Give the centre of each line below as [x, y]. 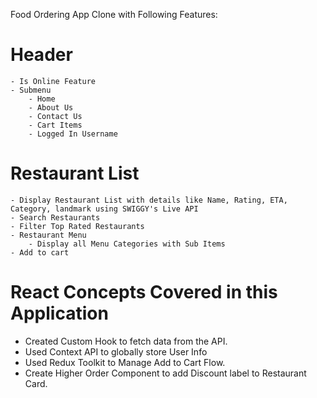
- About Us [51, 107]
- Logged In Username [73, 134]
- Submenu [31, 90]
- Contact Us [55, 116]
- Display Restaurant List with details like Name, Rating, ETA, [149, 200]
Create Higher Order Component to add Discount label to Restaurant [165, 373]
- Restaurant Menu [48, 235]
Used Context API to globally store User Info [116, 351]
